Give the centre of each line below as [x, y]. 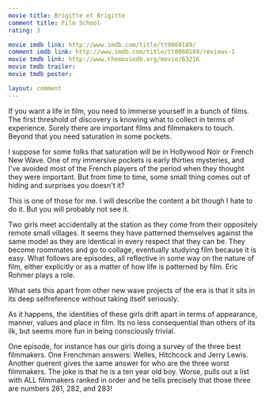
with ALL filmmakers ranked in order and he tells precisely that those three [129, 380]
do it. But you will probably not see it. [68, 209]
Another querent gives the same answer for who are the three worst [119, 363]
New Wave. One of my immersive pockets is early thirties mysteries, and [126, 160]
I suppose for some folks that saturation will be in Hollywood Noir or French [131, 151]
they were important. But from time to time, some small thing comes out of [129, 177]
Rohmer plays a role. [42, 275]
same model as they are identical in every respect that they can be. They [127, 241]
